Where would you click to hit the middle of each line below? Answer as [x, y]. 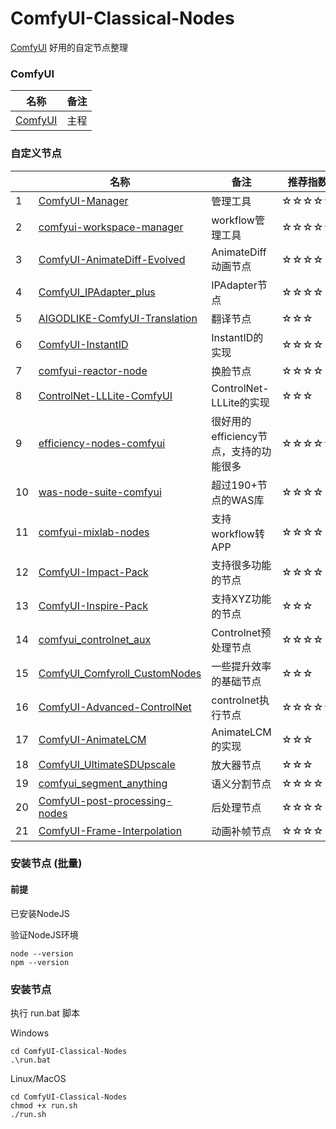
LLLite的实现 [240, 402]
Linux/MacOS [38, 1078]
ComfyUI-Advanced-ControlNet [115, 707]
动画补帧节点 [241, 831]
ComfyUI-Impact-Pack [93, 572]
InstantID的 [237, 337]
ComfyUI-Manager [83, 200]
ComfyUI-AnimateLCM [92, 739]
